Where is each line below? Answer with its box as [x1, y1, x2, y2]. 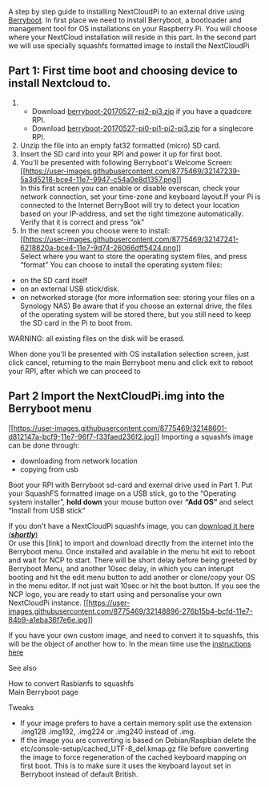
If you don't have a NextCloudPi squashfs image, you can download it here [8, 521, 255, 530]
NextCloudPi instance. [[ [8, 598, 90, 607]
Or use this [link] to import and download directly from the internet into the [8, 538, 254, 548]
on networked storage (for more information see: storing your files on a [19, 292, 255, 302]
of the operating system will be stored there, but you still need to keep [19, 309, 251, 319]
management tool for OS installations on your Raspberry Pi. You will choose [8, 24, 258, 33]
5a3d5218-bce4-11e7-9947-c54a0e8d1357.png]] [19, 174, 182, 184]
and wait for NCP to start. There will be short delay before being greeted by [8, 555, 258, 565]
